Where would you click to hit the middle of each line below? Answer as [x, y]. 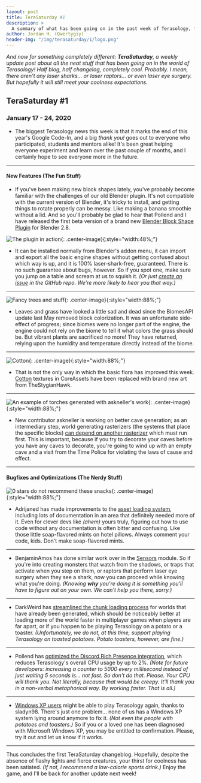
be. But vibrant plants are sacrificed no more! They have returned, [96, 337]
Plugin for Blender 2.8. [42, 227]
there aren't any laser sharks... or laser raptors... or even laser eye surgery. [99, 76]
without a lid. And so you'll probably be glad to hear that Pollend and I [100, 215]
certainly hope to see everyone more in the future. [77, 156]
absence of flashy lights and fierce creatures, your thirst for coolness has [97, 761]
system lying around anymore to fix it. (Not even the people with [94, 718]
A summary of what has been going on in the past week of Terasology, [101, 28]
